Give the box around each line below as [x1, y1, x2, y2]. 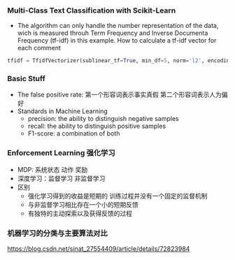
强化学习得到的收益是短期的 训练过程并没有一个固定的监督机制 [27, 192, 208, 200]
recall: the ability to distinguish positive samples [27, 122, 166, 131]
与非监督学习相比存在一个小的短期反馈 [27, 200, 138, 208]
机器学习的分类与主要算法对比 [7, 228, 108, 238]
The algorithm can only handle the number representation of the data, [17, 22, 219, 30]
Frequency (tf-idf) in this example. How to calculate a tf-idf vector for [17, 36, 217, 45]
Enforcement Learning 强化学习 [7, 148, 115, 158]
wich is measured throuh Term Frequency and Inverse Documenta [17, 29, 208, 37]
